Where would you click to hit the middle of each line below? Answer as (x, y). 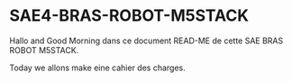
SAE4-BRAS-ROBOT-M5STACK (129, 16)
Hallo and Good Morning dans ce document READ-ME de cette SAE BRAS (146, 41)
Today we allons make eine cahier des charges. (98, 68)
